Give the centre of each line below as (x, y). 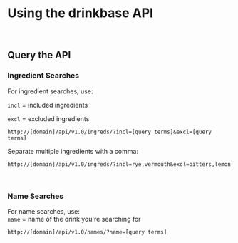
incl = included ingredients (48, 105)
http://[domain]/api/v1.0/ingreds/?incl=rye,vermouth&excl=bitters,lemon (119, 164)
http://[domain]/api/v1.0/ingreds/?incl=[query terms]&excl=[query (110, 132)
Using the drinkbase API (81, 13)
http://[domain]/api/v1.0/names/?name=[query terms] (87, 232)
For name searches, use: (44, 211)
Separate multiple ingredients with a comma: (73, 151)
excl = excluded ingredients (48, 118)
